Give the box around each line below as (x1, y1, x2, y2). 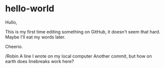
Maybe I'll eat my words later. (5, 34, 66, 40)
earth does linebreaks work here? (5, 58, 74, 64)
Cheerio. (5, 43, 23, 49)
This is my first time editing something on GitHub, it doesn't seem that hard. (5, 29, 161, 34)
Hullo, (5, 19, 17, 25)
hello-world (5, 3, 55, 14)
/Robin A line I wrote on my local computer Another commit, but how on (5, 53, 152, 59)
